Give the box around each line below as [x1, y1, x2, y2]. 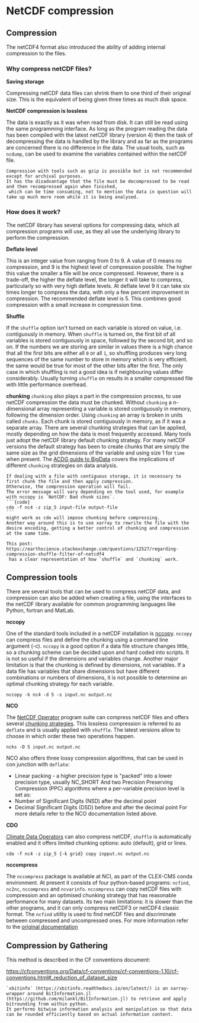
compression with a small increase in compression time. [6, 301, 143, 308]
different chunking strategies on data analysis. [6, 462, 118, 469]
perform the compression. [6, 234, 70, 241]
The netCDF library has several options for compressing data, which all [6, 221, 179, 228]
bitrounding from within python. [6, 1001, 89, 1007]
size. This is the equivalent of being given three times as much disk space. [6, 96, 188, 103]
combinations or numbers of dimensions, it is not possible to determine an [6, 674, 188, 681]
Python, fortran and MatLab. [6, 607, 75, 614]
